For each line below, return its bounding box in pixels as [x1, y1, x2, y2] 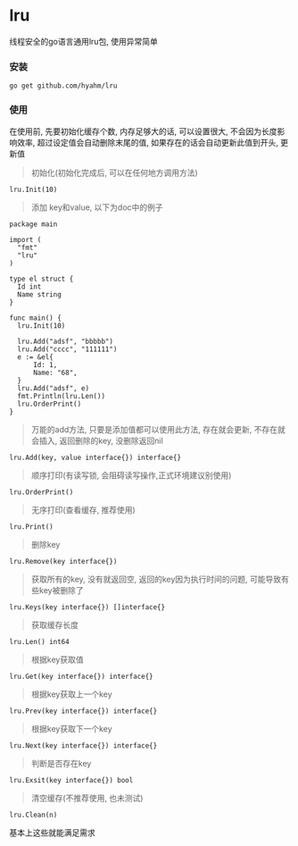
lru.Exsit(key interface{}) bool [9, 775, 134, 784]
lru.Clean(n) [9, 810, 58, 819]
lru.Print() [9, 522, 54, 532]
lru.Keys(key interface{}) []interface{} [9, 602, 166, 612]
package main [9, 220, 58, 229]
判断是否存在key [30, 758, 92, 768]
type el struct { [9, 274, 74, 283]
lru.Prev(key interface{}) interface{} [9, 707, 158, 716]
